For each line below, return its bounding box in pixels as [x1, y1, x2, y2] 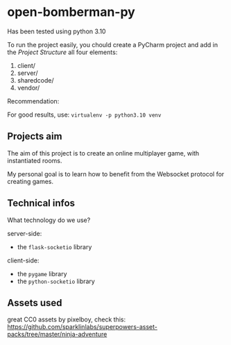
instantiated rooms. [7, 156, 62, 165]
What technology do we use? [7, 216, 91, 224]
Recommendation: [7, 96, 60, 105]
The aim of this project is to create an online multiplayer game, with [7, 149, 200, 157]
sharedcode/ [17, 76, 54, 84]
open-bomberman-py [7, 4, 135, 20]
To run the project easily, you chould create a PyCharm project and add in [7, 40, 219, 49]
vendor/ [17, 83, 40, 92]
